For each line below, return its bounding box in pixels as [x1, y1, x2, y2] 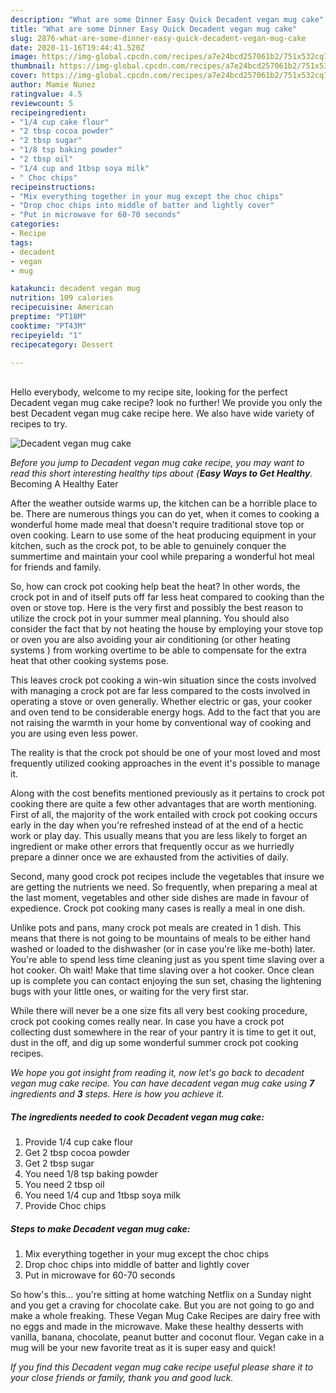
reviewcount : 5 [10, 98, 74, 108]
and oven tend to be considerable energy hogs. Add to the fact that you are [10, 706, 321, 718]
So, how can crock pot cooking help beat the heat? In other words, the [10, 581, 301, 593]
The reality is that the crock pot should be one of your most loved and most [10, 747, 321, 759]
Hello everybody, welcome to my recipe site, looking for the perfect [10, 386, 288, 398]
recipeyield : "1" [10, 330, 83, 340]
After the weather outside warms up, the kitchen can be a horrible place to [10, 497, 318, 510]
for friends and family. [10, 561, 102, 573]
